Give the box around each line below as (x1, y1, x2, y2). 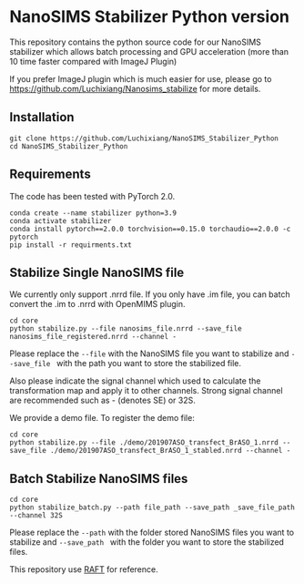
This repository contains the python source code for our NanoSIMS (9, 36, 262, 47)
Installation (9, 109, 75, 125)
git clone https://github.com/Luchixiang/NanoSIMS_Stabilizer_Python (9, 134, 279, 143)
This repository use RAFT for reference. (9, 564, 158, 575)
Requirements (9, 167, 91, 182)
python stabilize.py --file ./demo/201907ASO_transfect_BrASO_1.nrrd (9, 438, 279, 447)
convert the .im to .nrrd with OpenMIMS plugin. (9, 299, 186, 310)
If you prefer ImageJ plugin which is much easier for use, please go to (9, 73, 272, 84)
